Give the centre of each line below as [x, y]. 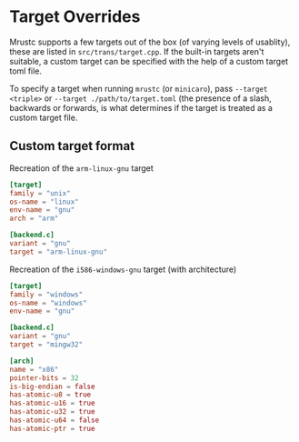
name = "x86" [34, 369]
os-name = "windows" [49, 303]
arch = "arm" [34, 219]
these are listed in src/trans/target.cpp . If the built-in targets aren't [137, 51]
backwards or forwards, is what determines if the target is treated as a [141, 107]
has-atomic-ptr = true [52, 428]
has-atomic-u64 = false [55, 420]
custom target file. [44, 117]
